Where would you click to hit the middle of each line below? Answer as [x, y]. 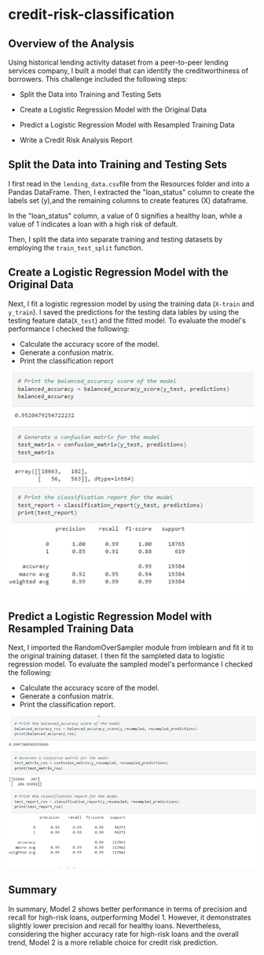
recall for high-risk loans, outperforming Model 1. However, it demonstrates [130, 917]
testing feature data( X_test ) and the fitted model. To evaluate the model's [127, 320]
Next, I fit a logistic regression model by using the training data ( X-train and [131, 304]
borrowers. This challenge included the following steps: [98, 79]
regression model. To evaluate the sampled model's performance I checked [130, 664]
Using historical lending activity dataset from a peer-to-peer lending [119, 62]
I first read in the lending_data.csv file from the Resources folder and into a [129, 183]
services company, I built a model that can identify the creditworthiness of [128, 71]
